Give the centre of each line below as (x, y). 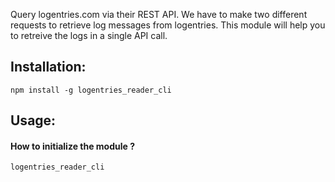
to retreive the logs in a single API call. (89, 35)
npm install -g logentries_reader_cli (91, 90)
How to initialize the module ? (73, 146)
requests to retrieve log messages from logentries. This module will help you (168, 25)
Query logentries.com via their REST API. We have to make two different (159, 14)
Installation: (48, 67)
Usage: (33, 120)
